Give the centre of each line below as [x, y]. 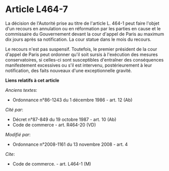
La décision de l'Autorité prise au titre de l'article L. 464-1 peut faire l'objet [82, 23]
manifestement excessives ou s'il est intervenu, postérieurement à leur [79, 65]
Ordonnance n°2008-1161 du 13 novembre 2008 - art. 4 [70, 144]
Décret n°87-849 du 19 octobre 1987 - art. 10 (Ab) [64, 119]
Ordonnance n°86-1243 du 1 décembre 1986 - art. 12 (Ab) [72, 100]
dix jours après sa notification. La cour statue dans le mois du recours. [78, 39]
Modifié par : [18, 134]
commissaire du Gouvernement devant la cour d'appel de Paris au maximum [85, 34]
